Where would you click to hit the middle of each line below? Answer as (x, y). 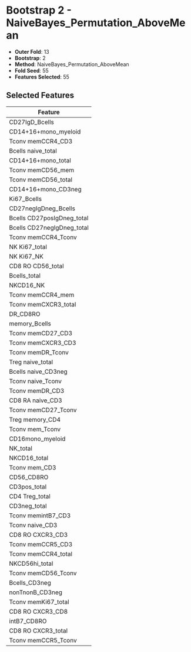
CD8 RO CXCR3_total (38, 631)
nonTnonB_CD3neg (36, 592)
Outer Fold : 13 (32, 51)
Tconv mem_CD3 (33, 467)
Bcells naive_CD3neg (38, 371)
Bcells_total (25, 275)
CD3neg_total (28, 506)
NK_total (21, 448)
